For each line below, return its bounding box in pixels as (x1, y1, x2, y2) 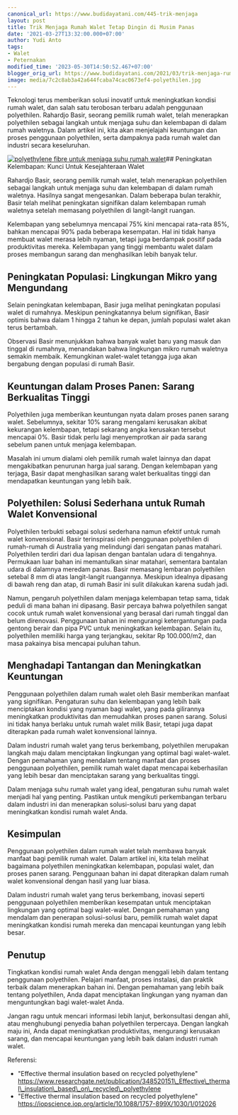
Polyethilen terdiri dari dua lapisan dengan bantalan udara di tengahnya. (7, 549, 217, 558)
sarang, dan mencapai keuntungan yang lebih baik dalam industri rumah (7, 1034, 218, 1043)
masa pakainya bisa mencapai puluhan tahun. (7, 639, 141, 647)
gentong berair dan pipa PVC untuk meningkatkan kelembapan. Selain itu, (7, 624, 223, 632)
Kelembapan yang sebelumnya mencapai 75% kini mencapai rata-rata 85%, (7, 220, 229, 229)
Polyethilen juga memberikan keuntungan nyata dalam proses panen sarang (7, 410, 229, 419)
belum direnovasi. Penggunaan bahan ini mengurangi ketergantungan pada (7, 616, 227, 625)
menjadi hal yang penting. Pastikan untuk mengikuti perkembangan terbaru (7, 792, 227, 801)
